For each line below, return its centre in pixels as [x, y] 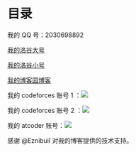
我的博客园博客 [29, 80]
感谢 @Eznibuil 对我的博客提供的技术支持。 [70, 140]
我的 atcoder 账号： [36, 125]
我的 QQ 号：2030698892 [46, 35]
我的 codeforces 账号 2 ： [45, 110]
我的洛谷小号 [26, 65]
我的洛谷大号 [26, 50]
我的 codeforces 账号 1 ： [44, 95]
